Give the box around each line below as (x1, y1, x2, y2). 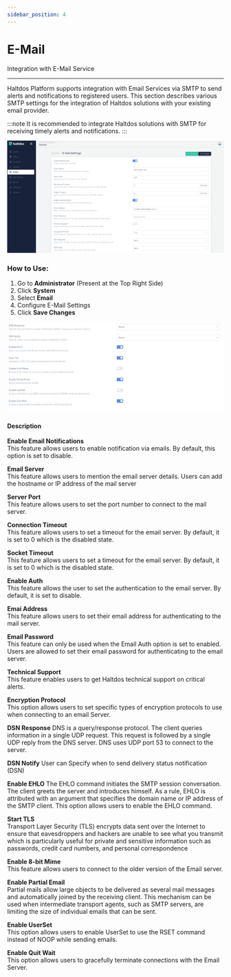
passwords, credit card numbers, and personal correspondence (7, 844, 188, 852)
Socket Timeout (7, 549, 54, 557)
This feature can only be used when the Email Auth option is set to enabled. (7, 640, 221, 648)
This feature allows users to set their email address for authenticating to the (7, 612, 221, 621)
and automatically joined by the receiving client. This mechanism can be (7, 893, 212, 901)
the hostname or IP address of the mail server (7, 480, 137, 488)
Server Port (7, 493, 41, 502)
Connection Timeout (7, 521, 67, 529)
